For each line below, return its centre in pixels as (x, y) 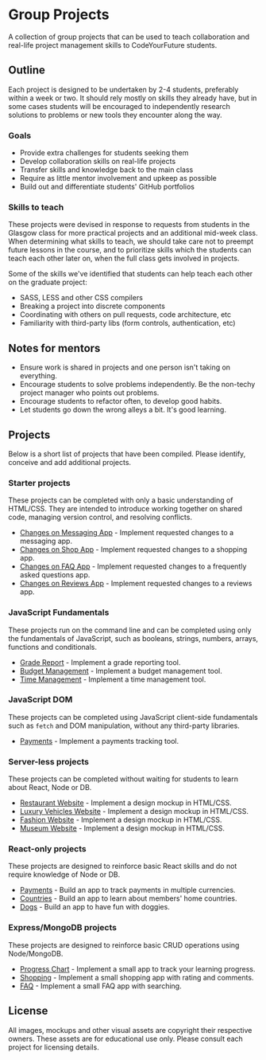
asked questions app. (55, 575)
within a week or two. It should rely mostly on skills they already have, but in (133, 98)
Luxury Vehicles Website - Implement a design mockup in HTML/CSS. (134, 812)
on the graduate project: (48, 282)
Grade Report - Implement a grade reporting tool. (100, 662)
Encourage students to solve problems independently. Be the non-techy (137, 385)
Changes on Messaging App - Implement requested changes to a (127, 533)
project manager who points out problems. (89, 393)
